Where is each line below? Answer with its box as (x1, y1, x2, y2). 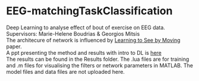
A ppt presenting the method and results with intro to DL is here (6, 49, 162, 56)
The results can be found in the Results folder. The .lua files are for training (6, 55, 189, 63)
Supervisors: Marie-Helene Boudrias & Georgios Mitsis (6, 30, 140, 37)
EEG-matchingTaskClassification (6, 4, 173, 18)
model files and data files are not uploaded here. (6, 68, 125, 75)
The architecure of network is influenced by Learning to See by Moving (6, 36, 181, 43)
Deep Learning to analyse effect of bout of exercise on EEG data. (6, 24, 165, 31)
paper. (6, 43, 22, 50)
